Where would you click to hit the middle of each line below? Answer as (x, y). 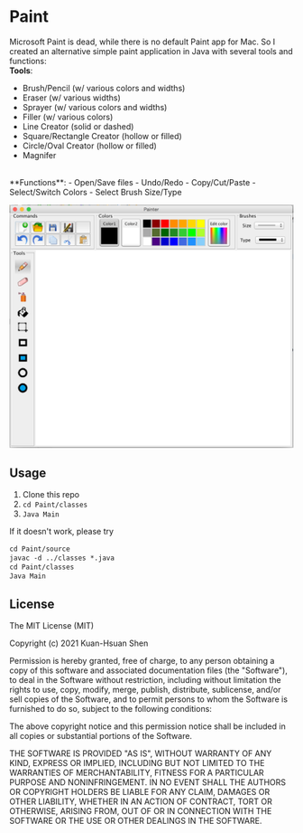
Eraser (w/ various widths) (72, 98)
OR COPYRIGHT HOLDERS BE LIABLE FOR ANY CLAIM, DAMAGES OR (140, 792)
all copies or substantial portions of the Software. (101, 736)
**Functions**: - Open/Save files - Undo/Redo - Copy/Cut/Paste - (133, 182)
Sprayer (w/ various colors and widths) (95, 107)
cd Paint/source (40, 549)
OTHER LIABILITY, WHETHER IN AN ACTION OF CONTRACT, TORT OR (141, 801)
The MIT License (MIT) (52, 626)
